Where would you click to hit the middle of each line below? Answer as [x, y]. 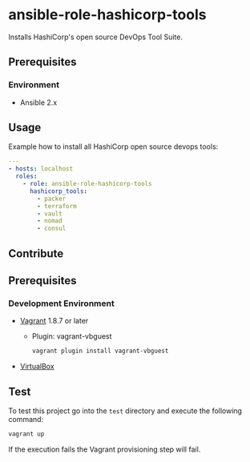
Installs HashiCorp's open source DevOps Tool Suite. [95, 37]
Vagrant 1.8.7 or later [54, 321]
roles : [26, 177]
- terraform [57, 206]
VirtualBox [37, 367]
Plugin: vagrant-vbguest [72, 336]
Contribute [36, 253]
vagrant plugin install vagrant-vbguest [100, 351]
